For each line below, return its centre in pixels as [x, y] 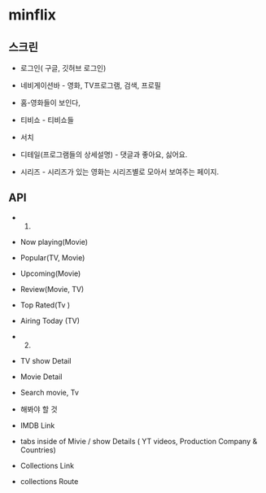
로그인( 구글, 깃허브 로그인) [63, 68]
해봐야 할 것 [39, 409]
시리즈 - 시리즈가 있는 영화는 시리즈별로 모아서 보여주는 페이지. [120, 172]
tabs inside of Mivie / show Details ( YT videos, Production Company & [139, 441]
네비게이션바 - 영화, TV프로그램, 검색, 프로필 [90, 85]
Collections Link [47, 465]
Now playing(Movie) [54, 242]
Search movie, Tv [49, 392]
